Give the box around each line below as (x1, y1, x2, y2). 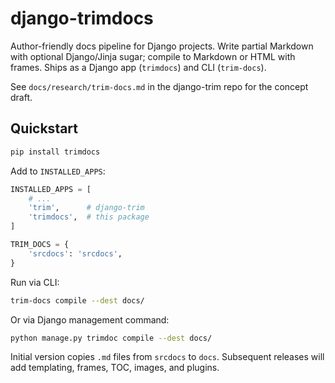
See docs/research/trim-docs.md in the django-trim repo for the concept (10, 80, 309, 92)
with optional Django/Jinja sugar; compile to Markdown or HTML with (10, 50, 296, 62)
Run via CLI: (10, 276, 60, 288)
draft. (10, 91, 33, 103)
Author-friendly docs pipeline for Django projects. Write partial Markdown (10, 40, 314, 52)
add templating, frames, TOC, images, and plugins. (10, 362, 220, 374)
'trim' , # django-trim (28, 203, 145, 213)
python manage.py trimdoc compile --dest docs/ (10, 333, 213, 343)
